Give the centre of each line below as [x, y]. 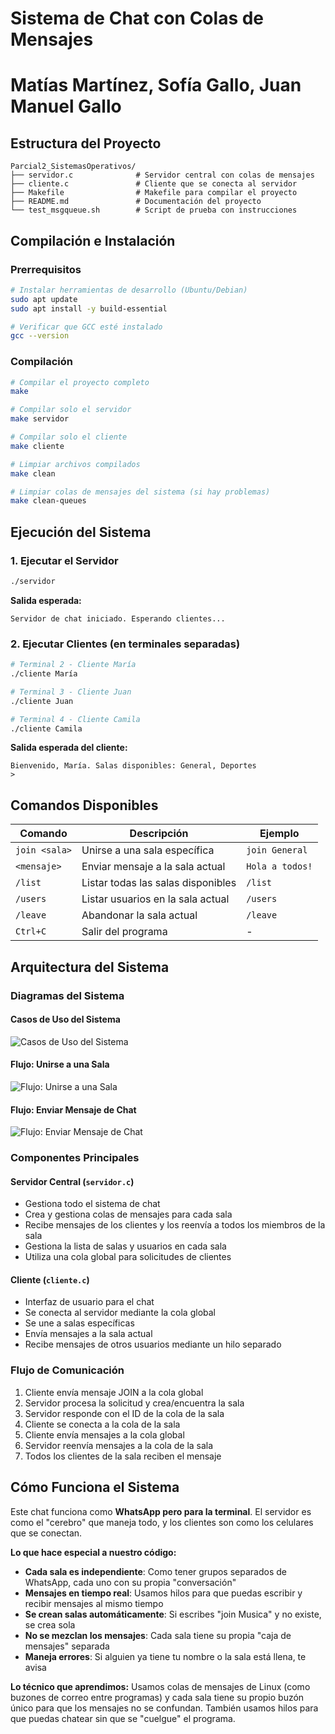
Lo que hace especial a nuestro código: [93, 1552]
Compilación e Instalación [93, 240]
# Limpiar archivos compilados [75, 464]
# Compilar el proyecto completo [80, 382]
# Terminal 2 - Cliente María [73, 665]
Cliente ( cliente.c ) [50, 1279]
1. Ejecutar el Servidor [64, 560]
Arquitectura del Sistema [90, 967]
